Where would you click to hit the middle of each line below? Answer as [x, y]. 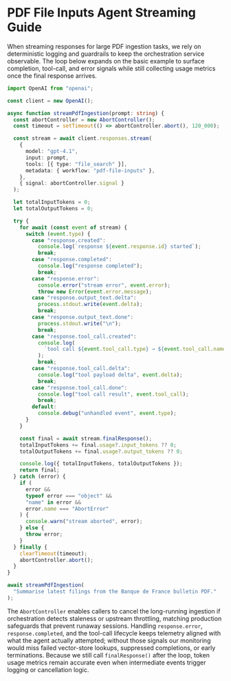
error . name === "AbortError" [67, 509]
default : [44, 407]
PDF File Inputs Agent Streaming [101, 13]
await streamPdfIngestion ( [46, 585]
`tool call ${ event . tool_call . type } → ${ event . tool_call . [129, 349]
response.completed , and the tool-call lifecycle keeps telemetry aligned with [114, 633]
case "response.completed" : [72, 260]
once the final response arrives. [52, 75]
